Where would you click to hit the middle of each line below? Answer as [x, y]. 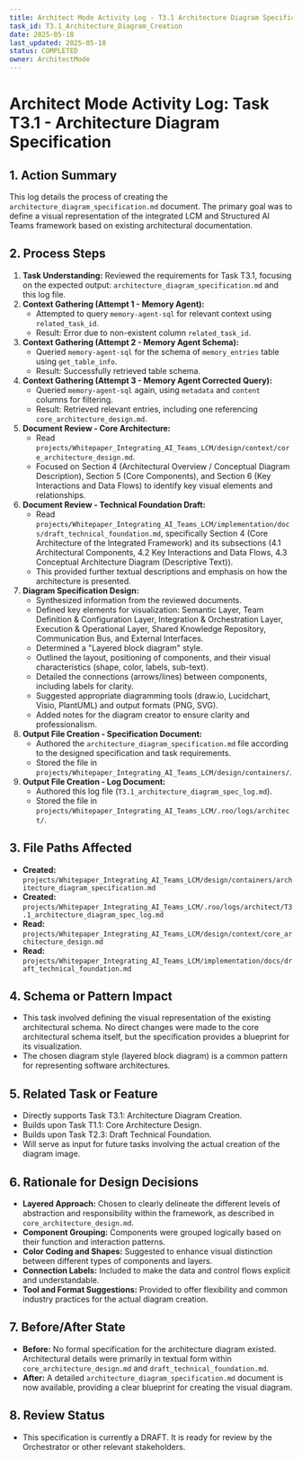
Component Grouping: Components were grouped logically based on [151, 1232]
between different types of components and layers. [117, 1261]
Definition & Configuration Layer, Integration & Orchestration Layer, [159, 619]
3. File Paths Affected [71, 848]
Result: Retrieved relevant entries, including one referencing [147, 409]
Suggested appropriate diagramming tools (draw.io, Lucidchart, [153, 695]
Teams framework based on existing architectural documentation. [131, 225]
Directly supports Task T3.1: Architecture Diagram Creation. [132, 1116]
